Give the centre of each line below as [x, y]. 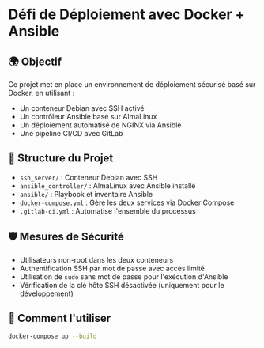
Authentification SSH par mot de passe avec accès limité [112, 268]
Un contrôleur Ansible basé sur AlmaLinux [88, 117]
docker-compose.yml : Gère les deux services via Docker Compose [127, 202]
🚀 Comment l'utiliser [60, 318]
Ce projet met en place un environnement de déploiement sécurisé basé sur [132, 84]
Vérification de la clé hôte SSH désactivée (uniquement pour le [122, 285]
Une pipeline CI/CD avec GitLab [71, 133]
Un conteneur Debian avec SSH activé [82, 108]
